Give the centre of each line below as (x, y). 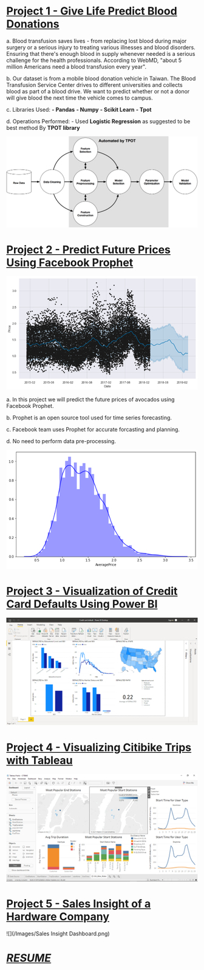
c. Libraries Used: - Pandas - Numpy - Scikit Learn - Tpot (79, 109)
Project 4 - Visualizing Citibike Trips (99, 747)
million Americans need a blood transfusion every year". (76, 66)
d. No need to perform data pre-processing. (61, 441)
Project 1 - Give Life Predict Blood (92, 11)
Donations (33, 24)
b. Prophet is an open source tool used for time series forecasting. (89, 418)
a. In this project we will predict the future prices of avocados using (90, 399)
